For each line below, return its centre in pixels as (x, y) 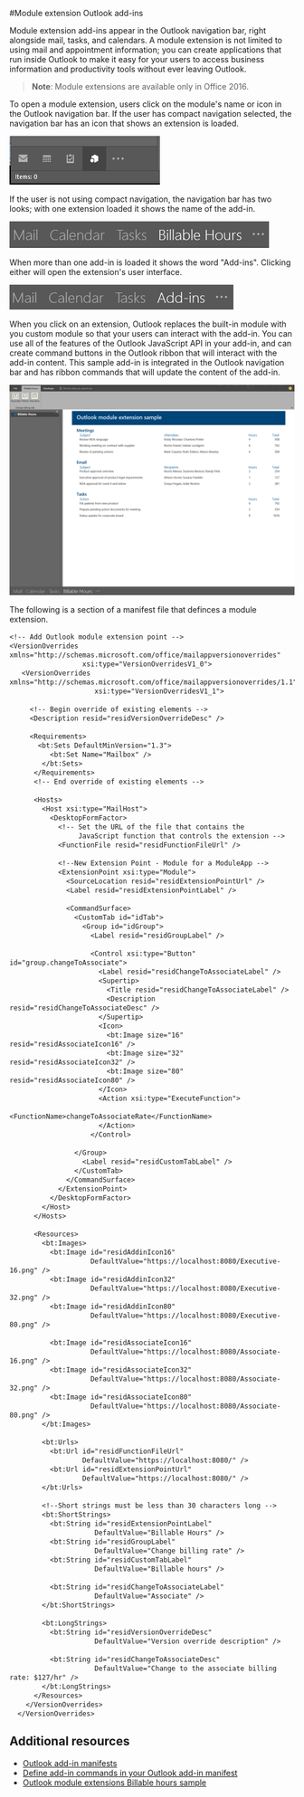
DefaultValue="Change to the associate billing (186, 1669)
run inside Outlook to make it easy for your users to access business (137, 59)
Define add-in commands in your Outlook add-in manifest (130, 1773)
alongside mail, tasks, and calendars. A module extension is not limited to (146, 40)
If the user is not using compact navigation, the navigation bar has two (141, 199)
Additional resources (70, 1741)
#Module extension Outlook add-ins (76, 13)
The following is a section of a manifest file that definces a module (133, 610)
